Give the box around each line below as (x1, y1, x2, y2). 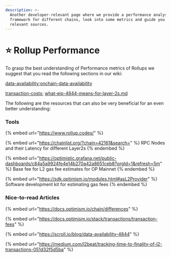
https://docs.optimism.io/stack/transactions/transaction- (39, 216, 158, 222)
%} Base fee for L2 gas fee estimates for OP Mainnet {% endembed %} (5, 166, 155, 172)
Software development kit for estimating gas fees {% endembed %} (5, 181, 148, 188)
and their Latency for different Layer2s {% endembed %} (5, 145, 125, 151)
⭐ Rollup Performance (5, 44, 100, 56)
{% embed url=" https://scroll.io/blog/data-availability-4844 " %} (5, 231, 139, 237)
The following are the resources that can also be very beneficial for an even (5, 100, 164, 106)
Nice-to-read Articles (5, 194, 60, 201)
